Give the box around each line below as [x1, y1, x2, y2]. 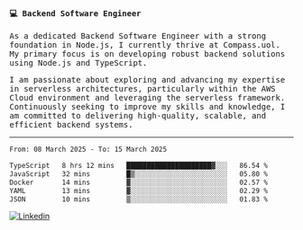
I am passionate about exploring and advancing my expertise [9, 75, 286, 85]
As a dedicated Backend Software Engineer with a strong [9, 31, 267, 41]
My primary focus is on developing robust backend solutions [9, 49, 286, 59]
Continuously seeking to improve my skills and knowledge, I [9, 102, 286, 112]
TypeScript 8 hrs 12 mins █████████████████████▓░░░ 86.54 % [9, 162, 269, 171]
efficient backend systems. [9, 119, 133, 130]
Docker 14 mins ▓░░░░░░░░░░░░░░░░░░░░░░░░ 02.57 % [9, 178, 269, 187]
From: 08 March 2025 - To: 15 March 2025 [9, 145, 168, 155]
